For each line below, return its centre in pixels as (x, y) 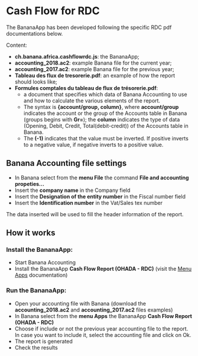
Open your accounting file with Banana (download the (80, 303)
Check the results (36, 347)
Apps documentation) (41, 275)
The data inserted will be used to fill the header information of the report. (95, 214)
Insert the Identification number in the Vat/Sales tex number (89, 203)
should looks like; (36, 82)
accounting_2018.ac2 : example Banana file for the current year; (93, 63)
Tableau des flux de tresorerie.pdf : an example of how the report (95, 75)
